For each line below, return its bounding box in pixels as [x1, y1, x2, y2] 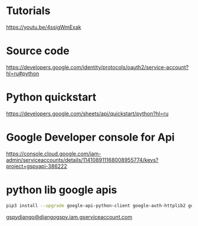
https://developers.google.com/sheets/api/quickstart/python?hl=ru [6, 110, 169, 117]
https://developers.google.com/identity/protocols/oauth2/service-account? [6, 64, 189, 71]
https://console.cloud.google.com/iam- [6, 150, 101, 157]
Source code [6, 44, 70, 58]
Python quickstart [6, 91, 97, 104]
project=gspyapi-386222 [6, 162, 68, 169]
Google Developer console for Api [6, 131, 175, 144]
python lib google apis [6, 183, 117, 197]
